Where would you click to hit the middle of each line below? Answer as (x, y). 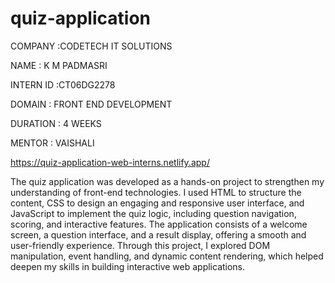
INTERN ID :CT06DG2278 (63, 84)
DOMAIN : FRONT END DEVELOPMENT (91, 104)
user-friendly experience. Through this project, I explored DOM (140, 245)
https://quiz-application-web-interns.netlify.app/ (110, 162)
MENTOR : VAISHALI (52, 143)
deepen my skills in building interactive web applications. (128, 266)
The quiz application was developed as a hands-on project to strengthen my (167, 181)
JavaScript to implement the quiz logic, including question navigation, (153, 213)
